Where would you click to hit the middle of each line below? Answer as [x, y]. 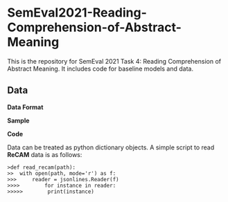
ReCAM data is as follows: [45, 154]
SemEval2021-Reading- [77, 13]
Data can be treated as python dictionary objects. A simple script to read [111, 147]
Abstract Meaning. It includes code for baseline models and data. [100, 68]
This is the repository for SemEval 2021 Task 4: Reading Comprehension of [114, 61]
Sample [18, 120]
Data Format [25, 107]
